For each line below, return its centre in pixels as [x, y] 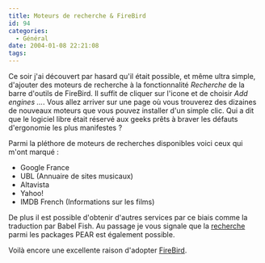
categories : [28, 31]
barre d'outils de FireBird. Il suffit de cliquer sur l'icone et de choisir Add [128, 93]
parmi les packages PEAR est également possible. [92, 234]
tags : [17, 53]
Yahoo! [32, 193]
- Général [32, 38]
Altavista [35, 185]
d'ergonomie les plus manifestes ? [65, 127]
